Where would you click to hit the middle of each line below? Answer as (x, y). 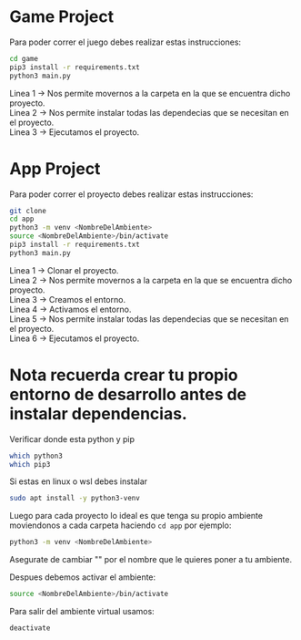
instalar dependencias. (99, 413)
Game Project (62, 17)
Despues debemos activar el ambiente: (83, 577)
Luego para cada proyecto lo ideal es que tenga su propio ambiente (136, 516)
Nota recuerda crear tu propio (124, 375)
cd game (24, 58)
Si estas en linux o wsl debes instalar (79, 481)
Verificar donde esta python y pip (72, 439)
